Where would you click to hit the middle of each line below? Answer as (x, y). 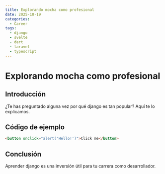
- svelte (19, 38)
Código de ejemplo (35, 127)
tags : (11, 28)
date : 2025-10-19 (23, 14)
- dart (16, 42)
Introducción (26, 94)
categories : (17, 19)
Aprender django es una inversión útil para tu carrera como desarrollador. (81, 166)
